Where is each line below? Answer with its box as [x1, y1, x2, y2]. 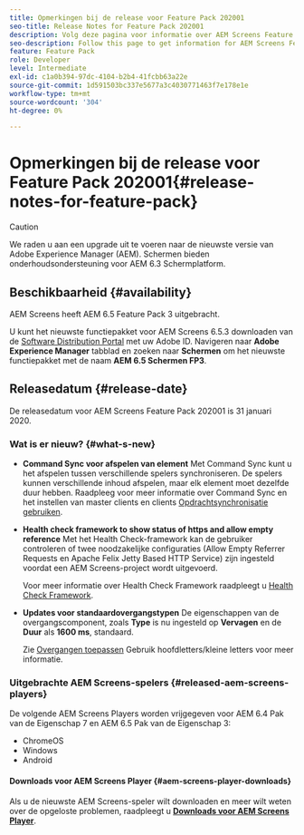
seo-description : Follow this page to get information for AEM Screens [9, 38, 285, 48]
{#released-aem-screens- [170, 676, 290, 689]
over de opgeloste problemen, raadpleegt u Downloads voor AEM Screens [9, 805, 290, 816]
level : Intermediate [9, 64, 88, 73]
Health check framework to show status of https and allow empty [22, 524, 274, 535]
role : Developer [9, 55, 71, 64]
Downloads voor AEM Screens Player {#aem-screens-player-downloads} [9, 776, 292, 786]
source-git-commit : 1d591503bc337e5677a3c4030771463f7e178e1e [9, 81, 249, 90]
